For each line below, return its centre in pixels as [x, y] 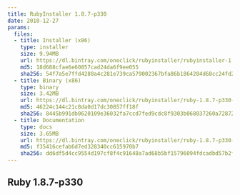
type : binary [40, 87]
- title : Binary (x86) [47, 80]
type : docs [36, 127]
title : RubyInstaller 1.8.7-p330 [57, 14]
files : [24, 34]
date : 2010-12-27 [33, 21]
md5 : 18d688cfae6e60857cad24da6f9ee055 [80, 67]
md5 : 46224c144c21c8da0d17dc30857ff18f [80, 107]
